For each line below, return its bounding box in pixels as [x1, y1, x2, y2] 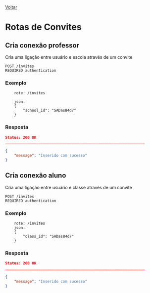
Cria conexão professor [5, 41, 80, 49]
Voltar [5, 4, 17, 10]
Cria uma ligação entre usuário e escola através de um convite [5, 54, 133, 60]
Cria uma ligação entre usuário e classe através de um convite [5, 184, 132, 190]
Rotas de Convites [5, 22, 82, 33]
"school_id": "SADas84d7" [23, 108, 77, 113]
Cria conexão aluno [5, 171, 66, 180]
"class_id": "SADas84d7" [23, 234, 74, 239]
